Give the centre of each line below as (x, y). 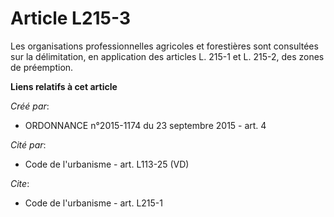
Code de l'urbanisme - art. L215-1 (93, 203)
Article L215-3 (71, 18)
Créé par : (30, 106)
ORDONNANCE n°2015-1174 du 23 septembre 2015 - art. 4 (145, 125)
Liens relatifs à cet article (64, 86)
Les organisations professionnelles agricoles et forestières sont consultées (164, 46)
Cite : (20, 183)
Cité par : (28, 144)
